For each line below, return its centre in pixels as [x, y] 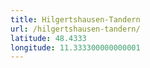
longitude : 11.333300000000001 [75, 47]
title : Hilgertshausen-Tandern [75, 19]
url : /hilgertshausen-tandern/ [75, 29]
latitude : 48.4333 [48, 38]
